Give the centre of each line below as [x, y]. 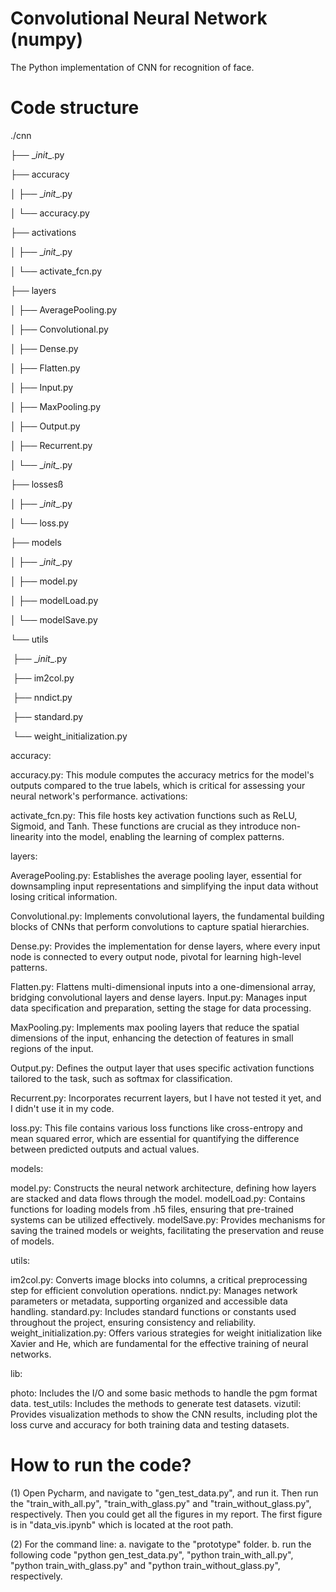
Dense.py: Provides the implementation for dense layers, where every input [165, 946]
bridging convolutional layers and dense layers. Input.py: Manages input [159, 997]
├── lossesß [37, 484]
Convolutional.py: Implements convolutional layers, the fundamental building [167, 916]
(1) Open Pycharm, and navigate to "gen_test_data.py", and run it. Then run [164, 1493]
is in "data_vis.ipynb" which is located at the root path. [122, 1524]
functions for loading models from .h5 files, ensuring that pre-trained [152, 1209]
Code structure [75, 108]
